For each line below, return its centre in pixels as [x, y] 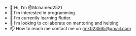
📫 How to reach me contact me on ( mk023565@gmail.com [70, 28]
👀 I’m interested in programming [42, 13]
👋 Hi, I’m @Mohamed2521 [36, 8]
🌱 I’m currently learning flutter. [41, 18]
